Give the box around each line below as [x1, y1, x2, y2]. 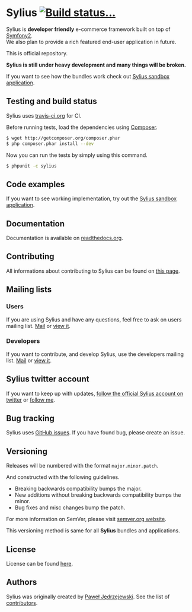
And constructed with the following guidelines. [6, 474, 120, 481]
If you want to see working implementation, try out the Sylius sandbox [6, 195, 177, 202]
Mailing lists [6, 285, 52, 295]
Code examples [6, 179, 65, 190]
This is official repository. [6, 49, 68, 56]
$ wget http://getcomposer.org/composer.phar [6, 135, 120, 141]
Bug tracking [6, 414, 55, 423]
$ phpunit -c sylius [6, 163, 57, 169]
